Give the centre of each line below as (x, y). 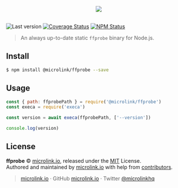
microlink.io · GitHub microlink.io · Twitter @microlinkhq (88, 178)
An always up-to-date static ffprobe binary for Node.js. (87, 38)
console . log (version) (33, 129)
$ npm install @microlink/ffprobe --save (58, 70)
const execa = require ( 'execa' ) (46, 107)
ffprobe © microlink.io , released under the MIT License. (74, 160)
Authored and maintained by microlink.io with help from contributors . (90, 167)
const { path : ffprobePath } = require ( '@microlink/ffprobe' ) (84, 102)
